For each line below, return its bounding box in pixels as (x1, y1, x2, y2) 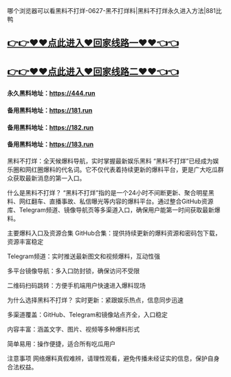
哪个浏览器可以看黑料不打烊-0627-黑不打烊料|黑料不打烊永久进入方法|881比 (7, 7, 222, 14)
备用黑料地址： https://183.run (7, 140, 94, 148)
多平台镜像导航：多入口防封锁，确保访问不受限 (7, 266, 140, 275)
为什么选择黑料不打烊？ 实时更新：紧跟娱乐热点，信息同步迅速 (7, 295, 184, 304)
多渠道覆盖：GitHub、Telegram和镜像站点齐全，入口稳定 (7, 310, 168, 319)
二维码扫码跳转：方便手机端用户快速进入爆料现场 (7, 281, 146, 289)
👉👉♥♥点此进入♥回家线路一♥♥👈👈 (7, 37, 179, 49)
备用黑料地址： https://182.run (7, 123, 94, 131)
